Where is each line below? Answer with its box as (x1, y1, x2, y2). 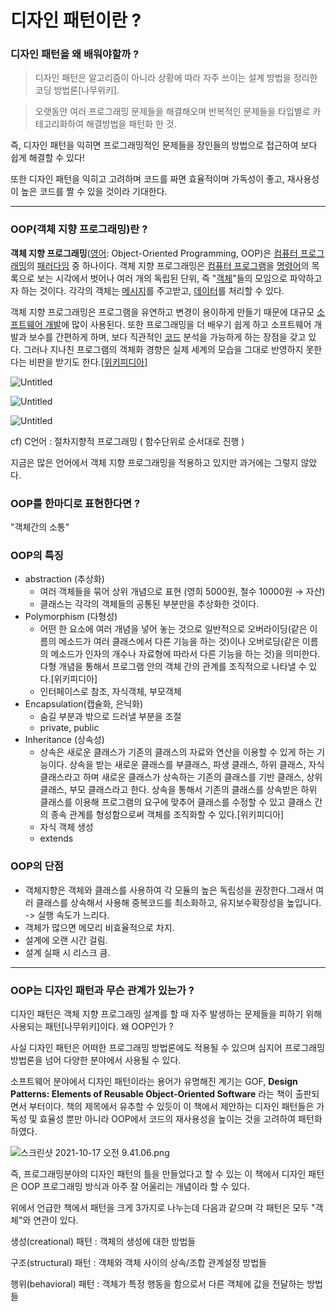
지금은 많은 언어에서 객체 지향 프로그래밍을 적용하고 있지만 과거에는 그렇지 (10, 456, 299, 468)
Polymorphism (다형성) (24, 611, 118, 623)
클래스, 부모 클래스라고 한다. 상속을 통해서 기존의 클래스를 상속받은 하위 (39, 784, 318, 796)
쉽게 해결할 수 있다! (10, 152, 85, 164)
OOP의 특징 (10, 549, 64, 562)
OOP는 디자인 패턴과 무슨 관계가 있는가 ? (10, 983, 195, 997)
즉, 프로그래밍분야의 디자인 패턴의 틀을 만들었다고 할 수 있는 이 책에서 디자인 (10, 1167, 307, 1180)
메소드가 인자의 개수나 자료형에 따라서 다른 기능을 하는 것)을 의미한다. (50, 648, 321, 660)
